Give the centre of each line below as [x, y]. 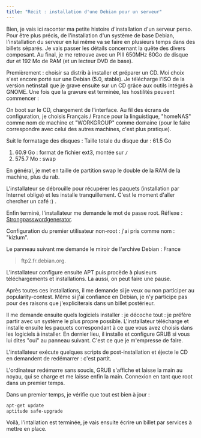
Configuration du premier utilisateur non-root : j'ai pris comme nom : [91, 231]
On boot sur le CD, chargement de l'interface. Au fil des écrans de [88, 109]
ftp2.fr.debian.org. [43, 261]
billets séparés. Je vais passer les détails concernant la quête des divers [96, 48]
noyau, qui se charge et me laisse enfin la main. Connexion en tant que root [100, 376]
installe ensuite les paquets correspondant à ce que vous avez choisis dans [100, 327]
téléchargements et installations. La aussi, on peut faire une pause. [89, 279]
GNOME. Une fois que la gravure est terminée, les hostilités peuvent [90, 91]
